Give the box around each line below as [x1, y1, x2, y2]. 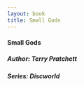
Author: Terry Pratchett [7, 54, 77, 63]
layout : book [7, 10, 45, 17]
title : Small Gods [7, 17, 61, 24]
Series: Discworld [7, 72, 60, 80]
